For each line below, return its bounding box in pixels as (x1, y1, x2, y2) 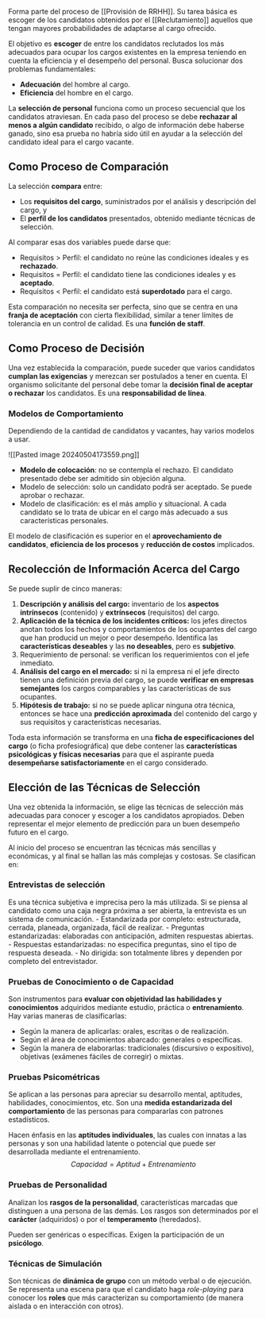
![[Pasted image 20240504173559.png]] (8, 449, 140, 459)
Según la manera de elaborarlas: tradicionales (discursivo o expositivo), (19, 1043, 254, 1053)
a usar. (8, 434, 30, 444)
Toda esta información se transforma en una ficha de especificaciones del (8, 732, 254, 742)
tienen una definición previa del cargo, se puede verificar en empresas (19, 675, 254, 684)
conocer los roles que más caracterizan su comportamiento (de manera (8, 1293, 244, 1303)
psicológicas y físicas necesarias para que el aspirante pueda (8, 750, 214, 759)
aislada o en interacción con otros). (8, 1301, 124, 1311)
